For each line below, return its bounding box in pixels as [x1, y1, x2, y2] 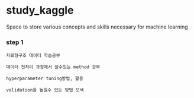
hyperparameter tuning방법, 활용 [6, 75, 84, 82]
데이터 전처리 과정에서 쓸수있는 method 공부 [6, 64, 101, 70]
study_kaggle [6, 4, 74, 17]
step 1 [6, 38, 24, 46]
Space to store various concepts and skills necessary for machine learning [6, 23, 188, 30]
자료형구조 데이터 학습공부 [6, 53, 60, 59]
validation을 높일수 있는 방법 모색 [6, 87, 84, 93]
